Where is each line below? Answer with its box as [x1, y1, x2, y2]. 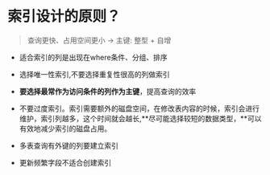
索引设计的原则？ [7, 7, 122, 26]
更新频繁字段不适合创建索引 [19, 157, 112, 167]
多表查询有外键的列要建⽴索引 [19, 140, 118, 150]
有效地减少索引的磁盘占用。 [19, 124, 112, 133]
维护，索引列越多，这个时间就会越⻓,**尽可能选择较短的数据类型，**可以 [19, 113, 262, 123]
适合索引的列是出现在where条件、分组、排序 [19, 52, 168, 62]
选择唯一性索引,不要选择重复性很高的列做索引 [19, 69, 170, 79]
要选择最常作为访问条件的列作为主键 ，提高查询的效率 [19, 86, 197, 96]
